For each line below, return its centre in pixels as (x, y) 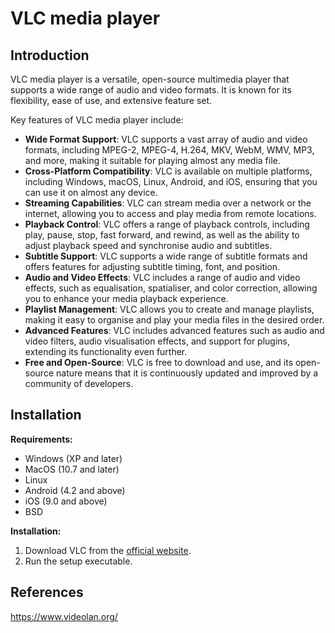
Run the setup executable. (78, 561)
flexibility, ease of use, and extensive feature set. (111, 100)
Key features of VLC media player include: (97, 120)
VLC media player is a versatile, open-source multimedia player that (150, 79)
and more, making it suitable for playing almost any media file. (152, 160)
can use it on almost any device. (91, 192)
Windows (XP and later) (73, 458)
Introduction (50, 55)
